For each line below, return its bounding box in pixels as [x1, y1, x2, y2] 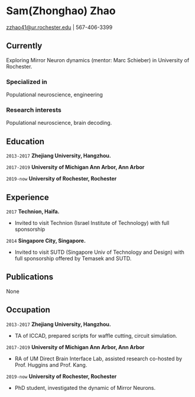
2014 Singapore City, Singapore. [6, 237, 86, 244]
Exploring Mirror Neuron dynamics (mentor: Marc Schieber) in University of [6, 56, 190, 63]
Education [6, 136, 45, 146]
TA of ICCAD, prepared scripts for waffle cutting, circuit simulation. [14, 332, 177, 339]
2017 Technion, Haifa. [6, 208, 60, 215]
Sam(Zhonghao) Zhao [6, 4, 116, 18]
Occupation [6, 305, 50, 315]
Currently [6, 41, 43, 51]
